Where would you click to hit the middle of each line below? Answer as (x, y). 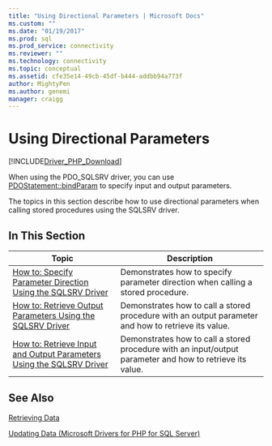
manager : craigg (36, 99)
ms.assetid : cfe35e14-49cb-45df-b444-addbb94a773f (96, 76)
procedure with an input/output (179, 349)
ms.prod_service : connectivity (61, 46)
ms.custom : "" (32, 24)
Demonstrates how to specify (176, 272)
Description (190, 258)
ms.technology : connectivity (57, 62)
